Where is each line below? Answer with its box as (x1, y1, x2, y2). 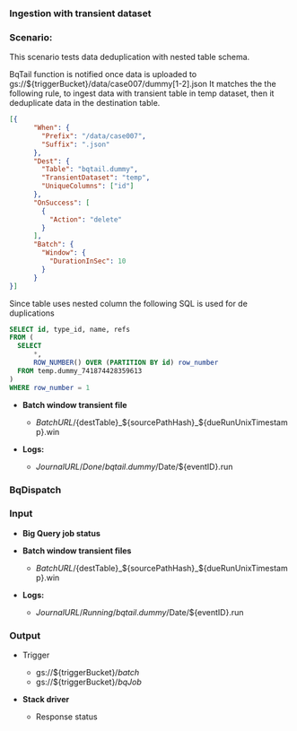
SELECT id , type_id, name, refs (9, 325, 130, 334)
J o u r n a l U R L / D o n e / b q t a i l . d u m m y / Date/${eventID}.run (35, 461, 233, 472)
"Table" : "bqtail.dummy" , (41, 165, 139, 174)
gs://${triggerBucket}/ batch (35, 667, 140, 678)
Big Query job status (22, 527, 100, 538)
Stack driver (22, 694, 70, 705)
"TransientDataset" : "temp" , (41, 173, 151, 182)
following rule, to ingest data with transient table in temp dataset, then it (9, 88, 275, 99)
